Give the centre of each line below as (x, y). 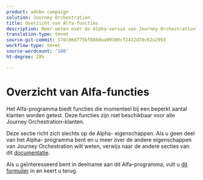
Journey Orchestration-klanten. (45, 121)
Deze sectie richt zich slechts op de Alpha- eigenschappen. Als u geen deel (101, 133)
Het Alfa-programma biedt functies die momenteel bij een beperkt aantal (97, 109)
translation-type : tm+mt (37, 34)
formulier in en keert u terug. (42, 170)
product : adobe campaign (37, 12)
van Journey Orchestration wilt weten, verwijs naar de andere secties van (98, 146)
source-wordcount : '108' (37, 51)
